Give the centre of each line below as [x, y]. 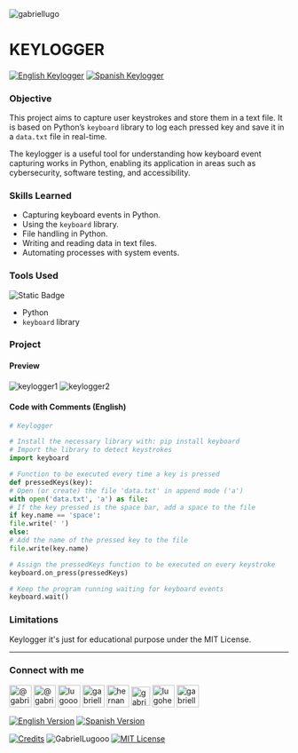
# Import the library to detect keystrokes [91, 450]
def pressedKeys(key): [51, 482]
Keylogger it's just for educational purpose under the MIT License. [130, 639]
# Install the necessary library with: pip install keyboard [125, 442]
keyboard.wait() [39, 597]
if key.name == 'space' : [55, 515]
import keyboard [39, 458]
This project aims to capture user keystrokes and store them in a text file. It [146, 117]
